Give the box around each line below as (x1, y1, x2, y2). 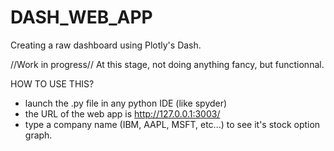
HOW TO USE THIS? (10, 77, 95, 90)
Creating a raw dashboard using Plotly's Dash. (10, 39, 202, 51)
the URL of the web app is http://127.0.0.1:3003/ (24, 107, 221, 120)
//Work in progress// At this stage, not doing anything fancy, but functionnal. (10, 58, 325, 70)
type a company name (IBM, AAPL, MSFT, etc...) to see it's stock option (24, 118, 321, 130)
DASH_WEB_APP (10, 6, 153, 29)
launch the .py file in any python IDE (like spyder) (24, 97, 228, 109)
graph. (24, 129, 53, 141)
